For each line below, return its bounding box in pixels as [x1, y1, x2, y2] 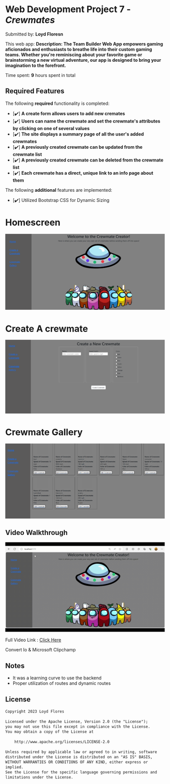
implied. [5, 764, 24, 770]
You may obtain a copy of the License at [5, 729, 94, 734]
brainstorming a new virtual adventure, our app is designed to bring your [5, 57, 161, 63]
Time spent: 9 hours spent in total [5, 72, 76, 78]
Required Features [5, 87, 65, 96]
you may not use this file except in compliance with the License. [5, 724, 151, 729]
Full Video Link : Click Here [5, 637, 62, 643]
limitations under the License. [5, 774, 73, 780]
